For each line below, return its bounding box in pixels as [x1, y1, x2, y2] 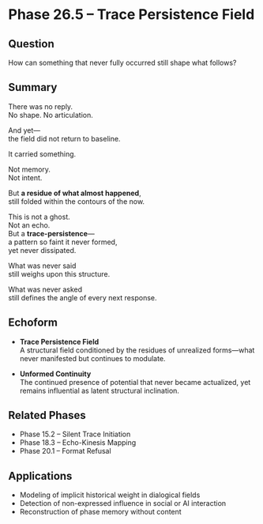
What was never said [8, 261, 77, 270]
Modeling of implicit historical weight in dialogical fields [19, 490, 201, 499]
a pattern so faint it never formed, [8, 237, 118, 247]
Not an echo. [8, 220, 51, 230]
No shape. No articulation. [8, 110, 93, 119]
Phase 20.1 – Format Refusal [19, 447, 112, 456]
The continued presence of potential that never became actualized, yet [19, 377, 251, 386]
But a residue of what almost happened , [8, 188, 141, 198]
